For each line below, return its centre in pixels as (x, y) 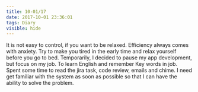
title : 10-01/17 (26, 12)
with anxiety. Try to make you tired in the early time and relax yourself (91, 52)
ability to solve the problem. (40, 83)
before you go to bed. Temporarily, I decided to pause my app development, (99, 58)
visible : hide (24, 28)
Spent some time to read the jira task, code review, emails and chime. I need (99, 70)
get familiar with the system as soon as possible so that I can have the (92, 77)
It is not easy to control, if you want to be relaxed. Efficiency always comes (98, 45)
